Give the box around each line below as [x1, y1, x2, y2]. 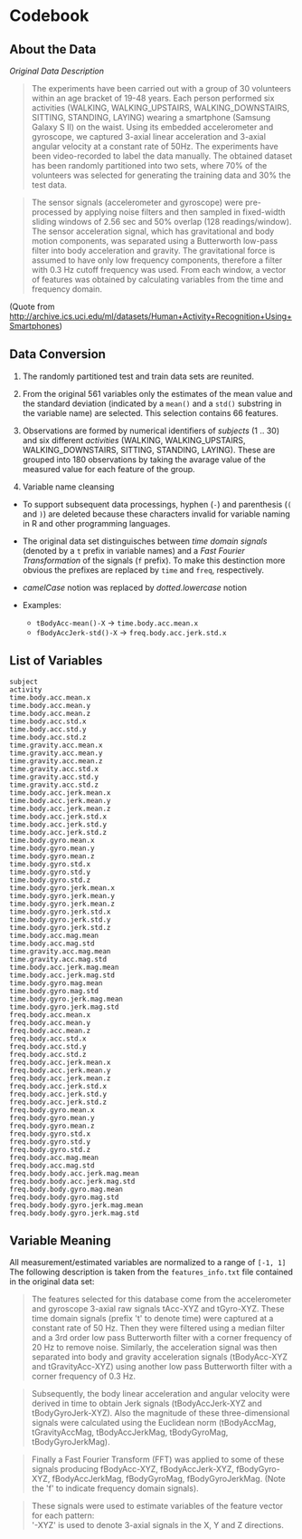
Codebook [9, 5, 90, 26]
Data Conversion [9, 346, 107, 363]
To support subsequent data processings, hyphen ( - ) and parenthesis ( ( [22, 498, 292, 509]
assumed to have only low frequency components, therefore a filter [31, 255, 283, 266]
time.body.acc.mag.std [9, 939, 95, 948]
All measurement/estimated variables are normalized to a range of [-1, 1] [9, 1257, 287, 1268]
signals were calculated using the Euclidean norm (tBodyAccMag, [31, 1418, 277, 1428]
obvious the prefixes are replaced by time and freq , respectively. [22, 564, 265, 576]
